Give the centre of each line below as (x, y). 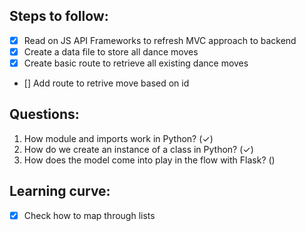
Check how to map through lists (89, 215)
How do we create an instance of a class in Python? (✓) (138, 149)
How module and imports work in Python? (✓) (118, 138)
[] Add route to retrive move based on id (106, 83)
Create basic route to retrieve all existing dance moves (136, 63)
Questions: (44, 114)
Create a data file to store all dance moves (111, 51)
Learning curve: (60, 191)
